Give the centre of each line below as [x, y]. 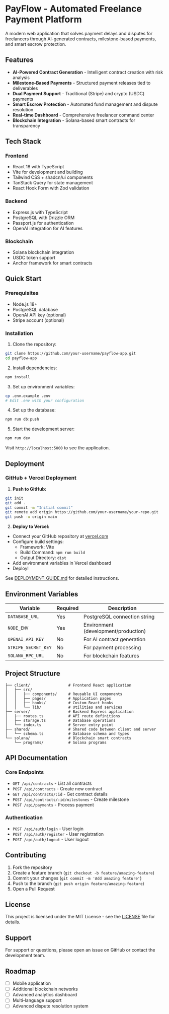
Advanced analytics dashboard [45, 995]
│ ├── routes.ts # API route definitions [63, 716]
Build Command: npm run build [53, 553]
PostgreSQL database [35, 309]
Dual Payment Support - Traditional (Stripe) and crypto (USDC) [78, 93]
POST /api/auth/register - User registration [58, 834]
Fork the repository [32, 867]
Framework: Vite [37, 547]
